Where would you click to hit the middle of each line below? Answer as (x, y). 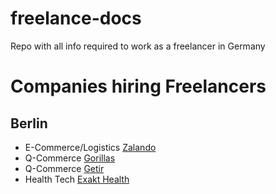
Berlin (29, 123)
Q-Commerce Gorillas (70, 158)
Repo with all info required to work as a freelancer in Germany (138, 46)
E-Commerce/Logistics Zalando (90, 147)
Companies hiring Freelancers (138, 86)
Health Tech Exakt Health (77, 179)
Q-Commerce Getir (64, 168)
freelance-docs (76, 18)
